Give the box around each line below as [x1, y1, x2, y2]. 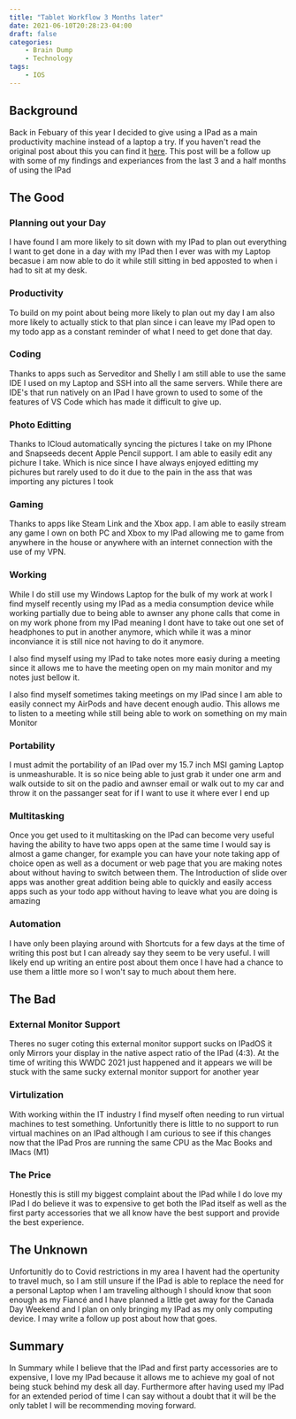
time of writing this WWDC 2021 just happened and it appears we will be [9, 1057, 273, 1068]
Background [9, 104, 78, 119]
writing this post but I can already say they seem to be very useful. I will [9, 947, 270, 958]
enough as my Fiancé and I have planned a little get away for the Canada [9, 1294, 275, 1305]
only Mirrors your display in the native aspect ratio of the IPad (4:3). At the [9, 1048, 280, 1059]
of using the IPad [9, 165, 72, 175]
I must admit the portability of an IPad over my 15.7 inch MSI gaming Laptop [9, 760, 285, 770]
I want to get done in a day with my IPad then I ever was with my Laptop [9, 246, 271, 257]
